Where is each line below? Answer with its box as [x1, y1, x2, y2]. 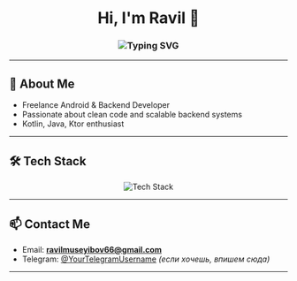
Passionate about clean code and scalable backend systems [21, 110, 243, 120]
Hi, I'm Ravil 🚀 [96, 8, 201, 28]
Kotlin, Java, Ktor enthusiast [21, 118, 125, 129]
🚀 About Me [9, 76, 75, 91]
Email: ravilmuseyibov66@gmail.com [21, 244, 162, 254]
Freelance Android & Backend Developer [21, 100, 171, 110]
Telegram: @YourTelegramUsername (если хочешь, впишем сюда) [21, 254, 270, 264]
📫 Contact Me [9, 216, 91, 232]
